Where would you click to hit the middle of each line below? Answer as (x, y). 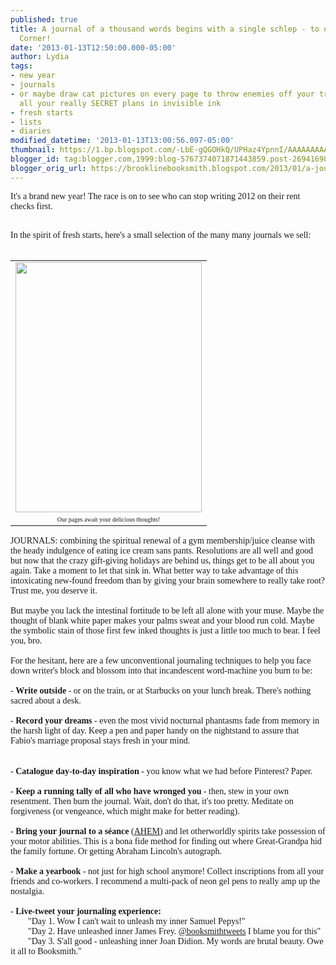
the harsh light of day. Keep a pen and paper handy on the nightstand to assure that (155, 730)
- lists (26, 122)
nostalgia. (27, 891)
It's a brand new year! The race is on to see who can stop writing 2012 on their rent (155, 196)
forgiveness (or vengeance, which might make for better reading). (125, 811)
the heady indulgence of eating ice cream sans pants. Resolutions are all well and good (162, 550)
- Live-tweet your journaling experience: (86, 911)
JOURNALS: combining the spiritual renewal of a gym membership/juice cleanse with (162, 540)
